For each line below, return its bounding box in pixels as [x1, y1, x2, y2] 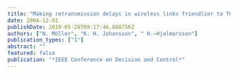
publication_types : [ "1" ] [7, 37, 84, 44]
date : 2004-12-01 [7, 17, 59, 24]
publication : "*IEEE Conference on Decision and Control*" [7, 56, 186, 63]
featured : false [7, 50, 55, 57]
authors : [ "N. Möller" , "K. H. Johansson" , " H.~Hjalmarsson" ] [7, 30, 198, 37]
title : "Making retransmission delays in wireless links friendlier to [7, 10, 223, 18]
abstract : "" [7, 43, 46, 50]
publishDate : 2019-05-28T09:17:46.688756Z [7, 23, 135, 30]
